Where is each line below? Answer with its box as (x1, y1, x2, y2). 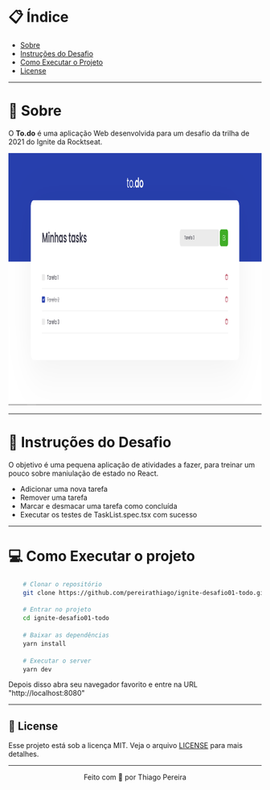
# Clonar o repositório (22, 580, 103, 588)
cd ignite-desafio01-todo (22, 614, 110, 622)
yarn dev (22, 665, 52, 673)
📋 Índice (8, 8, 69, 27)
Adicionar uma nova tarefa (19, 484, 108, 493)
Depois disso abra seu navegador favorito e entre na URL (8, 680, 198, 689)
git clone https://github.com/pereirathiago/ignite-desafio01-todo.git (22, 588, 268, 597)
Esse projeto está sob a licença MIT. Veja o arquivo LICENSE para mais (8, 741, 243, 750)
